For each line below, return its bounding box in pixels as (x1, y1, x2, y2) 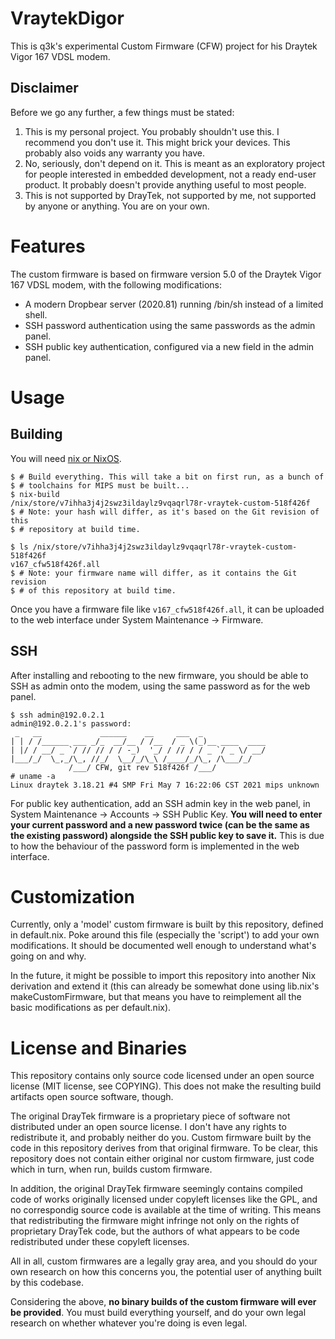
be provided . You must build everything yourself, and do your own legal (10, 1307, 307, 1319)
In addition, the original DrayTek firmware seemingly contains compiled (10, 1183, 303, 1195)
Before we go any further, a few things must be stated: (10, 106, 235, 118)
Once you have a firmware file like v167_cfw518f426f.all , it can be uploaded (10, 603, 325, 615)
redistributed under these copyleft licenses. (10, 1236, 190, 1248)
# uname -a (10, 771, 56, 781)
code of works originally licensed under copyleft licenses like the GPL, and (10, 1193, 318, 1206)
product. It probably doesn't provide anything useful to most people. (24, 178, 307, 191)
